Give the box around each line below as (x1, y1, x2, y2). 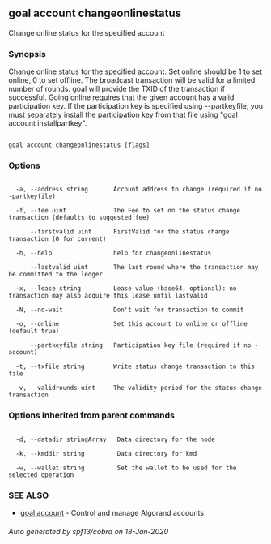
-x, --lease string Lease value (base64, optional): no (15, 285, 237, 293)
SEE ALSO (8, 490, 49, 501)
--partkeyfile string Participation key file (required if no (29, 341, 252, 349)
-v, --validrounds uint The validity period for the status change (15, 384, 263, 392)
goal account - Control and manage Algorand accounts (19, 508, 205, 517)
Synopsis (8, 48, 46, 59)
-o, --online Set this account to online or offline (15, 320, 248, 328)
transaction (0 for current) (8, 235, 107, 243)
